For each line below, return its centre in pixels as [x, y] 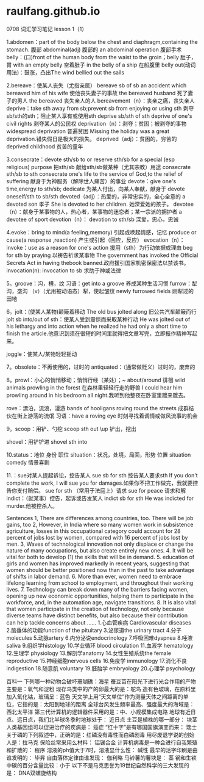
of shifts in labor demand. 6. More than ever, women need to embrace [94, 576]
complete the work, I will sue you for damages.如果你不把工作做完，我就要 [100, 483]
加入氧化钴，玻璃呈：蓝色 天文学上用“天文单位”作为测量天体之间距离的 [95, 697]
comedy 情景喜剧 [28, 462]
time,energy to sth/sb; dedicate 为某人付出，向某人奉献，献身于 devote [96, 189]
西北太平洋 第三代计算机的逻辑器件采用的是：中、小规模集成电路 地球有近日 [101, 712]
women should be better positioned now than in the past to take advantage [100, 570]
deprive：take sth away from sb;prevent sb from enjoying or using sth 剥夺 [100, 108]
